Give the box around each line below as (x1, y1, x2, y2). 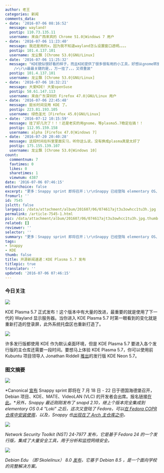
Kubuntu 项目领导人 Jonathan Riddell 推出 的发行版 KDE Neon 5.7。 (5, 353, 140, 359)
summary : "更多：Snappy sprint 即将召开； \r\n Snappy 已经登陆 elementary (5, 234, 150, 239)
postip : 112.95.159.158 (9, 125, 58, 130)
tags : (5, 239, 16, 244)
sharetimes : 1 (9, 171, 38, 176)
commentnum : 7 (9, 157, 38, 162)
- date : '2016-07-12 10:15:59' (5, 116, 69, 121)
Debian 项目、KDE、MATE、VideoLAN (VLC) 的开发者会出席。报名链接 (5, 393, 148, 399)
